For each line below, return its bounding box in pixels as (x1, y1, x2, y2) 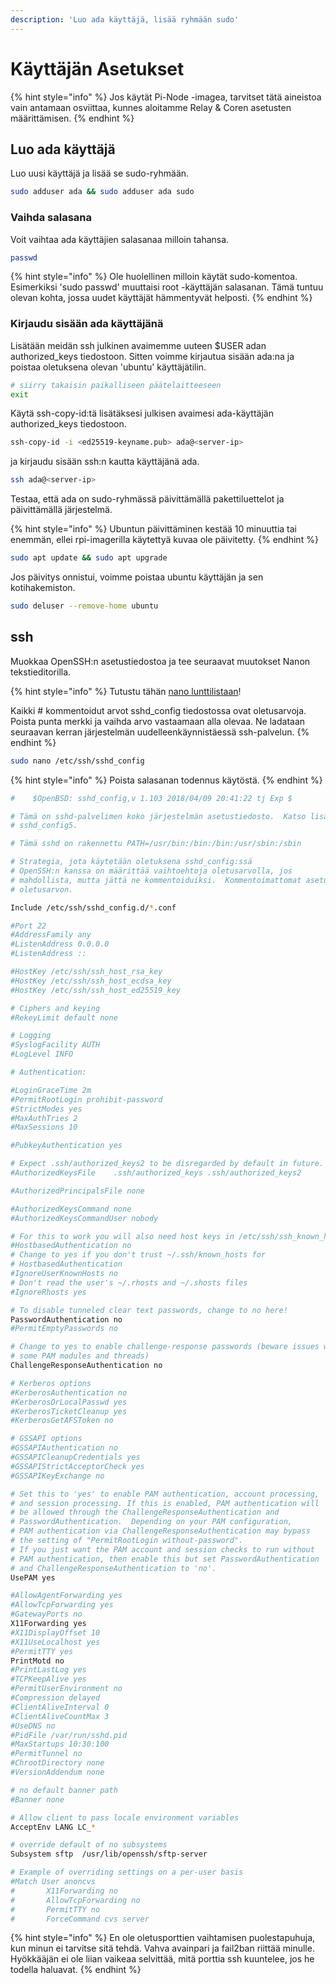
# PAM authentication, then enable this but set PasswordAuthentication (10, 1554, 320, 1564)
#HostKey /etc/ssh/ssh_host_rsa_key (10, 967, 163, 977)
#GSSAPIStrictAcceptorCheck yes (10, 1461, 145, 1471)
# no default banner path (10, 1785, 118, 1795)
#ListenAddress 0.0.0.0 (10, 939, 110, 950)
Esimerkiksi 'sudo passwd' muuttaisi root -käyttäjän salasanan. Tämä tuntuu (10, 281, 324, 293)
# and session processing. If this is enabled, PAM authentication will (10, 1498, 320, 1508)
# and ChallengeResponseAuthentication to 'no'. (10, 1563, 217, 1573)
